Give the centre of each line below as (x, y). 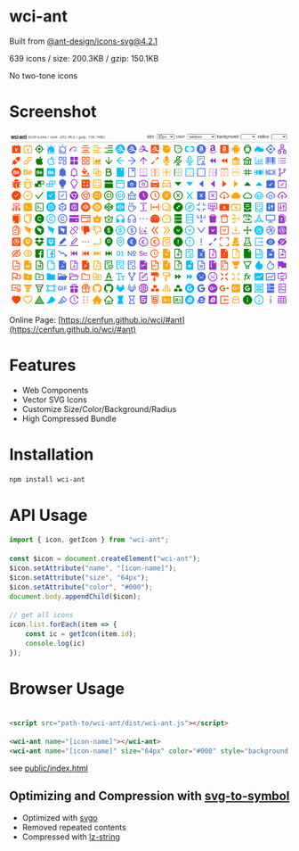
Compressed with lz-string (71, 837)
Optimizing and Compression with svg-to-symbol (149, 796)
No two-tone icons (44, 75)
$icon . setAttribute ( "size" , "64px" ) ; (79, 577)
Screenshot (53, 112)
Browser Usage (67, 688)
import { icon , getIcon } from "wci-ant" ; (89, 540)
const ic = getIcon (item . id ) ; (81, 634)
